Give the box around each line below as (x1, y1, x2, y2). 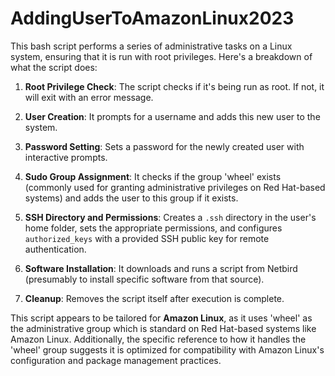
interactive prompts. (24, 151, 108, 163)
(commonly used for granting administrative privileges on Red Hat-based (24, 181, 326, 193)
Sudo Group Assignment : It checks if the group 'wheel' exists (24, 170, 282, 182)
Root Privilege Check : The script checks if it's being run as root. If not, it (24, 80, 325, 92)
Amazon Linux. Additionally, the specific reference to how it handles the (10, 333, 307, 345)
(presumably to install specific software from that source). (24, 273, 265, 285)
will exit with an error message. (24, 91, 154, 103)
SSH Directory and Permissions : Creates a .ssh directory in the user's (24, 211, 317, 223)
